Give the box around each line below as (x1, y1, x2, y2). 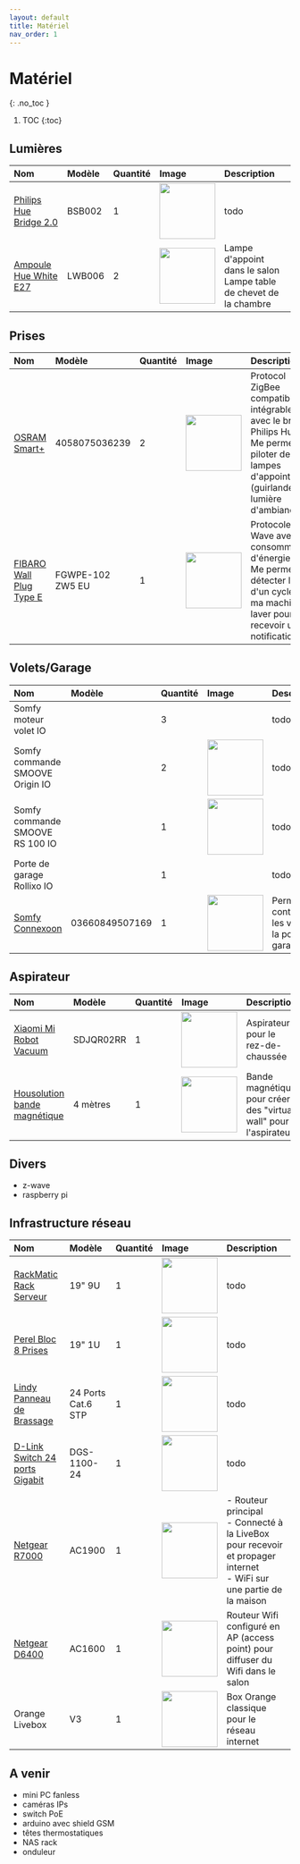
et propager (226, 1550, 277, 1563)
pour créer (246, 1092, 291, 1105)
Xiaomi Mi (13, 1022, 55, 1034)
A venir (9, 1766, 51, 1781)
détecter (250, 574, 287, 586)
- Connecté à (226, 1516, 284, 1529)
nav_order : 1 (9, 30, 58, 38)
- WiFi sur (226, 1573, 270, 1585)
